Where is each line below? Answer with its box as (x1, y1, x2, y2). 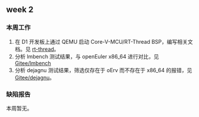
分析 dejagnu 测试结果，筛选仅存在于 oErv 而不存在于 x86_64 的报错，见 (14, 66, 192, 73)
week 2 (6, 5, 34, 15)
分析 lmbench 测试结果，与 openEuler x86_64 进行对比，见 (14, 53, 159, 60)
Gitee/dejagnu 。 (14, 74, 55, 81)
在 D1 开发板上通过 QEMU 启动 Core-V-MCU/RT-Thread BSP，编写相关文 (14, 38, 193, 45)
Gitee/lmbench (14, 59, 52, 67)
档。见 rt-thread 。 (14, 45, 59, 53)
